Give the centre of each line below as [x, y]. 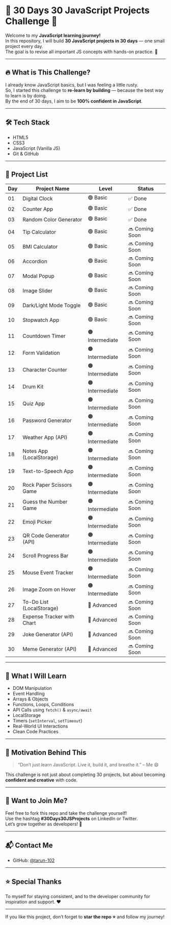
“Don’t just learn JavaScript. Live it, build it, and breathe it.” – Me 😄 [88, 765]
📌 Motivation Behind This [46, 752]
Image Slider [38, 291]
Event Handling [28, 694]
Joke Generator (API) [48, 635]
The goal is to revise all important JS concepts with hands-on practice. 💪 [82, 52]
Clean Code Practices [35, 732]
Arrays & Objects [30, 699]
